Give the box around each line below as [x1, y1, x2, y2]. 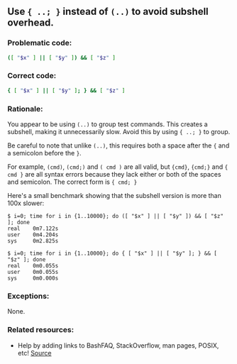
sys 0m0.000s [7, 275, 59, 282]
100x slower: [7, 199, 45, 208]
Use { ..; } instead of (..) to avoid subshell [7, 6, 209, 18]
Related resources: [7, 325, 75, 335]
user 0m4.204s [7, 231, 59, 238]
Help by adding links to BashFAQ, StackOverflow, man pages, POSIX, [17, 341, 219, 350]
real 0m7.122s [7, 225, 59, 233]
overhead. [7, 17, 55, 29]
